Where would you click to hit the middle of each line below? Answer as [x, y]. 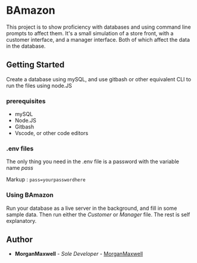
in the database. [26, 46]
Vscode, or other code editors [51, 133]
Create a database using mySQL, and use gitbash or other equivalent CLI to [99, 79]
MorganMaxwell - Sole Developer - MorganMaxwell [79, 254]
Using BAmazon [30, 195]
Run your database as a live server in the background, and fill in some [92, 208]
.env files [20, 148]
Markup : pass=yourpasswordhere [46, 179]
